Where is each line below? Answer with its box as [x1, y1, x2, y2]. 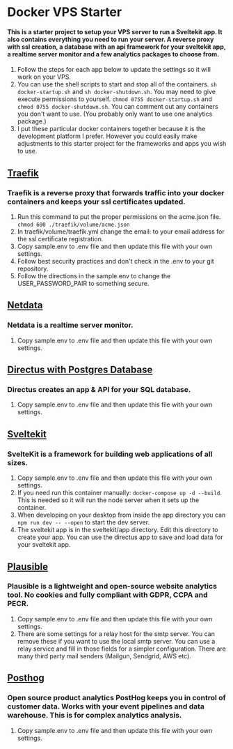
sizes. [7, 457, 29, 467]
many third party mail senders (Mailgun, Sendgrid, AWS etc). [17, 651, 191, 660]
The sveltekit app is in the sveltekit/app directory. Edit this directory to [17, 526, 218, 534]
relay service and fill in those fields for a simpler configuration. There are [17, 644, 226, 653]
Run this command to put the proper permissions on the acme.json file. [17, 213, 221, 221]
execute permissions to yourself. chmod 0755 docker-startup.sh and [17, 95, 212, 103]
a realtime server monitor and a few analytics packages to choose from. [7, 50, 220, 58]
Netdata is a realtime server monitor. [7, 320, 134, 330]
